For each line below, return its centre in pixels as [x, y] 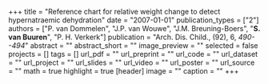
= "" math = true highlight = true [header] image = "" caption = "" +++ [124, 71]
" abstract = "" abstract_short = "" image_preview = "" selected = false [142, 46]
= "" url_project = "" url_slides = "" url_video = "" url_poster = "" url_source [132, 62]
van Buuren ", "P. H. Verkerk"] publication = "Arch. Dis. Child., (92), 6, [122, 37]
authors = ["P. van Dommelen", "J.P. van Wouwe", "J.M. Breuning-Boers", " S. [134, 28]
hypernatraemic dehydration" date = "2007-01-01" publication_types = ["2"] [134, 20]
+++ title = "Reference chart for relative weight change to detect [114, 12]
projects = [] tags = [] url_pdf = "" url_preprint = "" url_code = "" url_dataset [133, 54]
